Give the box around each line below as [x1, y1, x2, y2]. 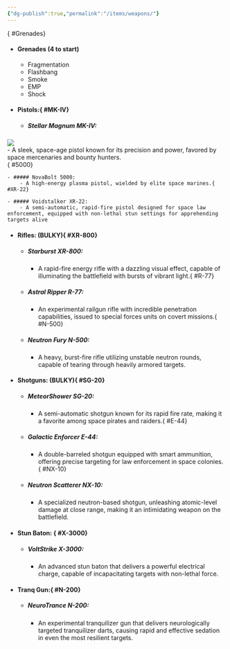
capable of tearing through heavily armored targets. [37, 360, 186, 368]
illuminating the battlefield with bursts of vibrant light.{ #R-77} [37, 272, 215, 280]
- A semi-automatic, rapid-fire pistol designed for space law [19, 204, 206, 211]
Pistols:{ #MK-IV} [17, 105, 69, 114]
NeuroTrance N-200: [27, 601, 89, 610]
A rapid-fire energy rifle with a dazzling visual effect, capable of [37, 264, 220, 272]
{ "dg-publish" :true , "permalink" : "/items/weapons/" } [7, 10, 159, 17]
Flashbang [27, 67, 58, 76]
